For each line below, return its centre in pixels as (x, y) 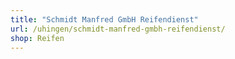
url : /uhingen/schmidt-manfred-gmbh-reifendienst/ (118, 29)
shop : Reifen (37, 38)
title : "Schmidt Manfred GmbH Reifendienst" (104, 19)
